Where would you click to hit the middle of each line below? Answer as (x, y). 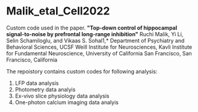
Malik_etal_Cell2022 (58, 11)
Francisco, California (32, 60)
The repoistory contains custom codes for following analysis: (82, 71)
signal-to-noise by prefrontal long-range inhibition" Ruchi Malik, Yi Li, (95, 34)
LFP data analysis (37, 83)
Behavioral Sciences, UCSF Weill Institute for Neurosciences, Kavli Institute (99, 47)
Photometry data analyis (45, 89)
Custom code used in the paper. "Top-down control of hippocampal (92, 28)
